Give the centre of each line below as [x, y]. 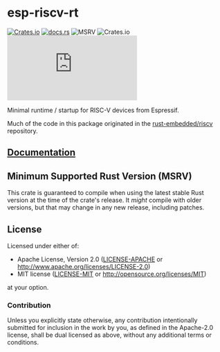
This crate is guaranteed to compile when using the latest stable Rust [106, 193]
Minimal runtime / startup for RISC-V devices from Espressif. [93, 110]
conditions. [23, 342]
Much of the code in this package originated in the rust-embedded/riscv [110, 123]
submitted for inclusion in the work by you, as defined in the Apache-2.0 [110, 328]
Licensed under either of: [43, 246]
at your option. [28, 287]
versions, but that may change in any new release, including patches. [106, 207]
